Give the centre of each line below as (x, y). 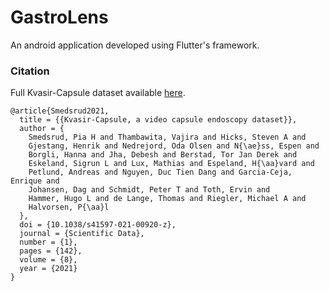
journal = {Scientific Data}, (82, 234)
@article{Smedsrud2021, (60, 111)
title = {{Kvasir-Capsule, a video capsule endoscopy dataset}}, (158, 120)
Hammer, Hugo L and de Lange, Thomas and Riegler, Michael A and (167, 199)
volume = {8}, (48, 260)
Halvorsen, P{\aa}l (69, 207)
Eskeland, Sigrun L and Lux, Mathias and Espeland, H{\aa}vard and (171, 164)
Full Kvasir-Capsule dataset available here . (98, 93)
